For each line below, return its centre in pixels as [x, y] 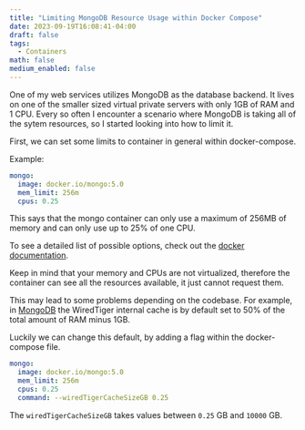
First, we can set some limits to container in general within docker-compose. [153, 141]
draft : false [34, 35]
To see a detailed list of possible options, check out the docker [127, 246]
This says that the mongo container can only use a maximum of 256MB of [148, 219]
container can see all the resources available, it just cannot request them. [147, 282]
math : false [32, 60]
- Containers [42, 52]
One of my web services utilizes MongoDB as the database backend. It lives [152, 94]
